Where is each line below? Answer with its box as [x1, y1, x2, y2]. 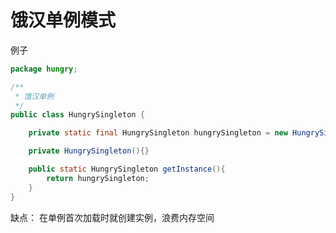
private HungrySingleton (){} [28, 146, 150, 156]
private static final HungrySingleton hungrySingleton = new [28, 128, 288, 138]
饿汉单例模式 [10, 9, 117, 32]
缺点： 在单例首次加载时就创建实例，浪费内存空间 [10, 211, 215, 223]
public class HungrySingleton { [10, 110, 145, 120]
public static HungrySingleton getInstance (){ [28, 164, 226, 175]
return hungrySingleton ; [46, 173, 150, 183]
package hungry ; [10, 64, 78, 74]
